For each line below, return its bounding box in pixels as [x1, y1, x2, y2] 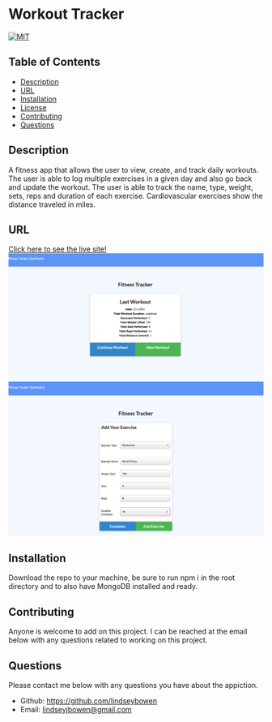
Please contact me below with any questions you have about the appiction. [8, 681, 258, 690]
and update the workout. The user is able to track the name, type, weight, [8, 182, 253, 191]
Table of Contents [8, 55, 101, 69]
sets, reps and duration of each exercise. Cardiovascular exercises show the [8, 191, 263, 200]
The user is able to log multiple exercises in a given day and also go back [8, 174, 253, 183]
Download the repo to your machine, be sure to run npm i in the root [8, 573, 236, 582]
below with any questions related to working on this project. [8, 635, 208, 645]
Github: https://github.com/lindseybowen [19, 696, 158, 706]
